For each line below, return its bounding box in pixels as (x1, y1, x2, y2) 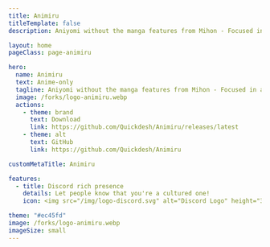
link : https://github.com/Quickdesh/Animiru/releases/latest (29, 123, 239, 131)
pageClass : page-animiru (8, 49, 92, 57)
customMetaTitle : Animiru (8, 160, 95, 168)
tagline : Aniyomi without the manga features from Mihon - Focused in (15, 85, 257, 93)
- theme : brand (22, 108, 74, 117)
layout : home (8, 41, 52, 49)
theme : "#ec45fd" (8, 212, 67, 220)
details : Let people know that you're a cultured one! (22, 190, 211, 198)
